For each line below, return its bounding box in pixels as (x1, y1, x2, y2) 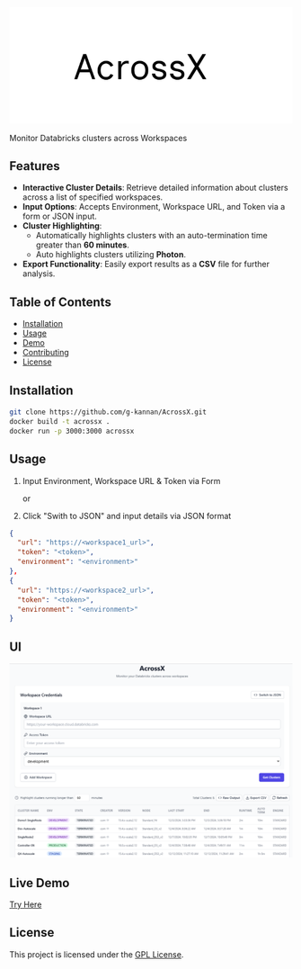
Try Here (9, 899, 42, 910)
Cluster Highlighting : (22, 220, 102, 231)
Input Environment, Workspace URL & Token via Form (22, 475, 221, 486)
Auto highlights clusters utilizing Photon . (35, 249, 187, 260)
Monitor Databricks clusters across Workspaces (9, 132, 188, 143)
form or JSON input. (22, 211, 97, 222)
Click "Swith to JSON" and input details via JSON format (22, 510, 232, 521)
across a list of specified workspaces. (22, 192, 164, 202)
